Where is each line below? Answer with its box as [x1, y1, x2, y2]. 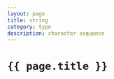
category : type [7, 23, 52, 30]
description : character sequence [7, 29, 105, 37]
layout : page [7, 10, 45, 17]
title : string [7, 17, 49, 24]
